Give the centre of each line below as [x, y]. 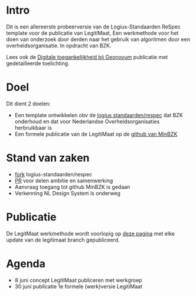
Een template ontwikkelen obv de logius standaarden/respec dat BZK [99, 115]
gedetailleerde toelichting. [38, 63]
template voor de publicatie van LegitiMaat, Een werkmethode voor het [92, 33]
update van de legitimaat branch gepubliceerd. [63, 240]
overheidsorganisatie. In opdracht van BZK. [59, 46]
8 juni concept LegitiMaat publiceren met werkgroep [79, 280]
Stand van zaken [48, 158]
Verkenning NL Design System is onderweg [68, 193]
